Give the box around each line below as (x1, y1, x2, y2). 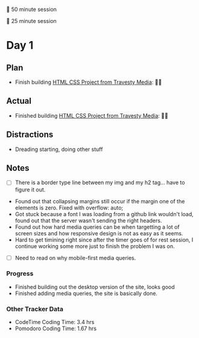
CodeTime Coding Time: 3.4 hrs (14, 319, 95, 326)
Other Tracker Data (6, 305, 63, 313)
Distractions (6, 130, 54, 140)
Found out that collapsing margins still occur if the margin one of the (14, 197, 185, 205)
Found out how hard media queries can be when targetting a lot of (14, 223, 180, 231)
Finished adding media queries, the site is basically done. (14, 290, 158, 297)
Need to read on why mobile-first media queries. (14, 254, 136, 261)
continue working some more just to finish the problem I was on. (14, 242, 175, 250)
